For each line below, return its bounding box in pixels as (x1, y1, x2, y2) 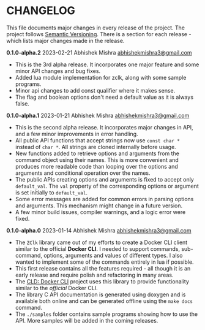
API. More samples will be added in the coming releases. (15, 317, 158, 324)
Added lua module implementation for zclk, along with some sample (15, 74, 187, 81)
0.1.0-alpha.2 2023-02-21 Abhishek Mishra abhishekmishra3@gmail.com (6, 48, 192, 56)
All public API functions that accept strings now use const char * (15, 136, 181, 144)
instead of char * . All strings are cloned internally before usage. (15, 143, 176, 150)
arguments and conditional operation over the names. (15, 169, 151, 177)
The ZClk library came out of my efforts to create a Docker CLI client (15, 239, 188, 246)
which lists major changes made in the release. (6, 37, 125, 44)
